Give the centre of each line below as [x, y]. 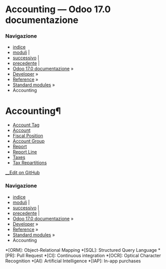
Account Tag [26, 125]
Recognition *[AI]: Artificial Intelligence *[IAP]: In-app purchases [73, 261]
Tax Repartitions [30, 163]
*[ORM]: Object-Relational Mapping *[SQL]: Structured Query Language [81, 250]
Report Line [25, 152]
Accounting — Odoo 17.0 [58, 9]
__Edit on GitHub [23, 173]
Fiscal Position [28, 136]
